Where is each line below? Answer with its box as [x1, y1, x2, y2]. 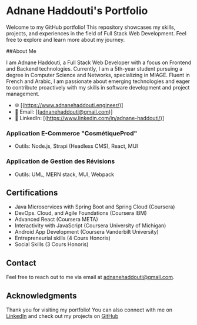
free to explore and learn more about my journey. [6, 36, 125, 43]
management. [6, 90, 40, 97]
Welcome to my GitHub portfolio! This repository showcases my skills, [6, 24, 176, 31]
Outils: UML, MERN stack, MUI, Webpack [14, 171, 115, 178]
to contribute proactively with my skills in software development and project [6, 84, 190, 91]
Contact [6, 258, 36, 268]
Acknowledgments [6, 290, 78, 301]
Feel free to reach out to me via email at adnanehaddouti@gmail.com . [6, 274, 175, 281]
